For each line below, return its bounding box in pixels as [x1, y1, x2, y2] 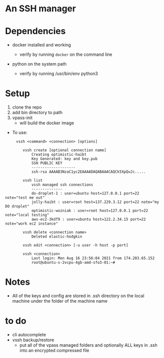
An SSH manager [5, 3, 76, 14]
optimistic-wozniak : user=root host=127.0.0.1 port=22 [31, 208, 148, 213]
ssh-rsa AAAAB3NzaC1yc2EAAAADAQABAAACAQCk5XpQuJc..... [31, 169, 146, 174]
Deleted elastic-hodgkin [31, 234, 82, 239]
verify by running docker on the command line [19, 51, 112, 57]
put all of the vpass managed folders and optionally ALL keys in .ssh [19, 342, 158, 348]
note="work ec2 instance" [5, 221, 58, 226]
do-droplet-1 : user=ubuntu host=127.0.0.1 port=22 [31, 191, 139, 196]
